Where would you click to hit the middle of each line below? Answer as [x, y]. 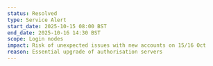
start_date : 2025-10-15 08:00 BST [57, 26]
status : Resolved [32, 13]
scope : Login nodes [35, 39]
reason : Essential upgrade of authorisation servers [85, 52]
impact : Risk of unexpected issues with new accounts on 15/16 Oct [107, 45]
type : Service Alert [37, 20]
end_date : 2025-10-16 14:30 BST [54, 33]
